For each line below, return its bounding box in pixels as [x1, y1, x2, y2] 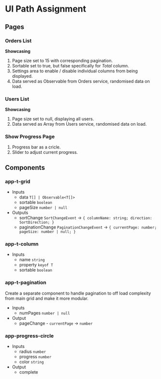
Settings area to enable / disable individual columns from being [12, 68, 138, 74]
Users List [5, 96, 29, 102]
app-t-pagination [5, 279, 47, 286]
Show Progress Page [5, 133, 55, 140]
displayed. [12, 73, 33, 79]
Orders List [5, 37, 32, 44]
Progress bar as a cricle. [12, 144, 61, 150]
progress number [19, 354, 52, 360]
